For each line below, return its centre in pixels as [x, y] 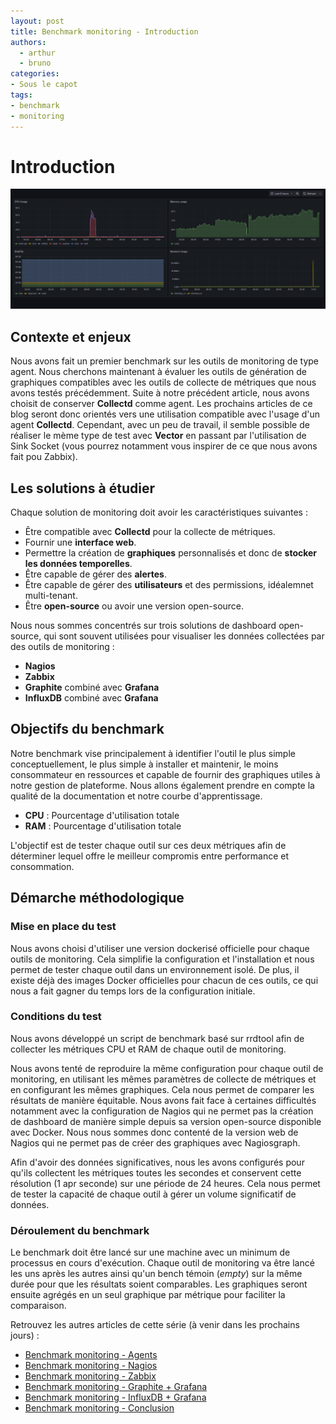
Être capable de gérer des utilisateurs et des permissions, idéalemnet [169, 585]
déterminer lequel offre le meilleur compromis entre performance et [150, 856]
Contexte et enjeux [71, 336]
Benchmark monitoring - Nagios [91, 1366]
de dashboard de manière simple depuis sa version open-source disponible [166, 1121]
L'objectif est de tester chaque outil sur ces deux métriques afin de [148, 845]
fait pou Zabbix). [44, 457]
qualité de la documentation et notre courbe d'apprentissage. [136, 796]
